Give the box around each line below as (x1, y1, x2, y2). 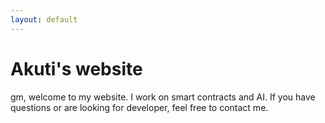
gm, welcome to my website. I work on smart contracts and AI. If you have (10, 91, 316, 103)
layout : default (10, 14, 78, 25)
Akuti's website (10, 57, 143, 80)
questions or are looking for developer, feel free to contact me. (10, 101, 269, 113)
